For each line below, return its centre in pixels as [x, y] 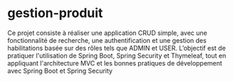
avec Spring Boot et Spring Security [60, 71]
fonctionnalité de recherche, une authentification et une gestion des [107, 40]
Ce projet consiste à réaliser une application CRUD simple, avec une [108, 33]
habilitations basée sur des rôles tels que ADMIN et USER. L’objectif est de [116, 48]
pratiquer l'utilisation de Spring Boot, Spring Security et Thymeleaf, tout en [117, 56]
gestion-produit [55, 13]
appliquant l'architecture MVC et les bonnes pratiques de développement [115, 63]
